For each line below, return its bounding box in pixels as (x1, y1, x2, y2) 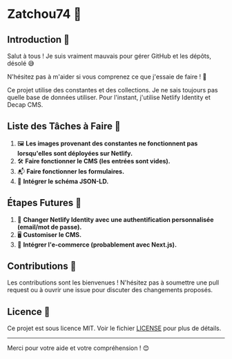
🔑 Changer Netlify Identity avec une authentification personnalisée (17, 215, 214, 223)
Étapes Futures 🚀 (7, 197, 81, 209)
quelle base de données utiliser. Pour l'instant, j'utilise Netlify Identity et (7, 93, 211, 101)
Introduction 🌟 (7, 34, 70, 45)
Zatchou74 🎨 (7, 6, 81, 22)
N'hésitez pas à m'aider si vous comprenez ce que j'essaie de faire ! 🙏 (7, 72, 207, 81)
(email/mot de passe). (17, 223, 82, 231)
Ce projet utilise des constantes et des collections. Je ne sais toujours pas (7, 86, 218, 94)
